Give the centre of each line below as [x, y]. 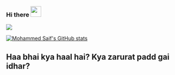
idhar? [18, 66]
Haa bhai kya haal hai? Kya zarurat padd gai [88, 57]
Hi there [18, 15]
